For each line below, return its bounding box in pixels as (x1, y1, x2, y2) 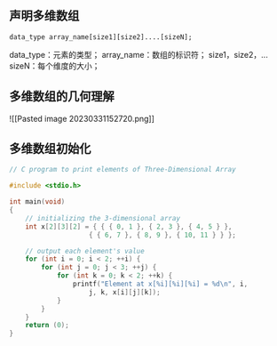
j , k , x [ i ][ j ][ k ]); (88, 287, 162, 296)
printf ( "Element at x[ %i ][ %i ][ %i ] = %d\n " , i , (72, 279, 249, 289)
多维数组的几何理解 (9, 89, 115, 104)
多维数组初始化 (9, 141, 91, 157)
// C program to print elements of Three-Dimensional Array (9, 165, 237, 174)
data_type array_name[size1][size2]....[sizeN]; (9, 32, 193, 42)
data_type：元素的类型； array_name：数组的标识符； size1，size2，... (9, 49, 268, 60)
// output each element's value (25, 246, 145, 255)
